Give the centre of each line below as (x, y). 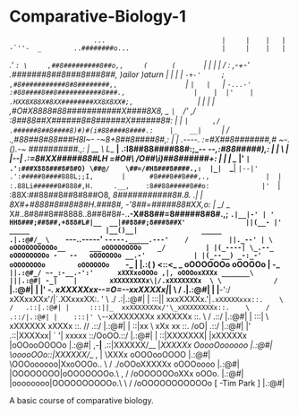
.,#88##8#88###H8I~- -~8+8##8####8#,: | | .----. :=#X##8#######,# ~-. (150, 139)
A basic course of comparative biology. (81, 400)
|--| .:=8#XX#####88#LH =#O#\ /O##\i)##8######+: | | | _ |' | (130, 158)
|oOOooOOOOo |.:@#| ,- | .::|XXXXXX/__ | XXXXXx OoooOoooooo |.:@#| (141, 345)
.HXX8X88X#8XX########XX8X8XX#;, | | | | (112, 101)
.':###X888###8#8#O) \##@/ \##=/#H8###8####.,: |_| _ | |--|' (134, 168)
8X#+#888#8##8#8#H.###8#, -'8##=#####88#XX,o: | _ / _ (120, 204)
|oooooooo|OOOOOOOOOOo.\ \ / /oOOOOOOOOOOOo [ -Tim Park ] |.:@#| (147, 383)
